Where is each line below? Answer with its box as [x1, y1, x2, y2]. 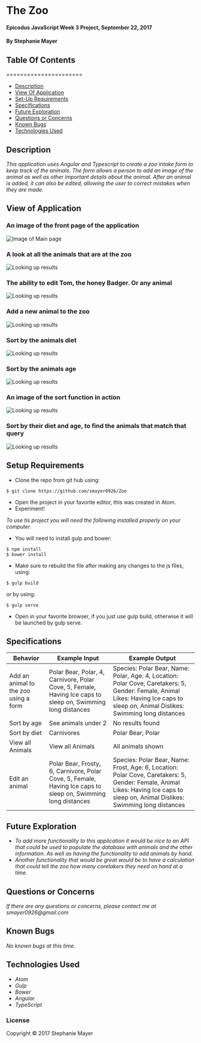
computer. [6, 523, 32, 530]
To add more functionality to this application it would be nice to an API [14, 837, 190, 844]
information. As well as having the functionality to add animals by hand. [14, 850, 193, 857]
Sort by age [9, 719, 42, 727]
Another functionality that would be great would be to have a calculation [14, 856, 194, 863]
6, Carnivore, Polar [48, 767, 102, 775]
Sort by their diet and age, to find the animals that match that [6, 422, 187, 430]
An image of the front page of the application [6, 222, 139, 230]
